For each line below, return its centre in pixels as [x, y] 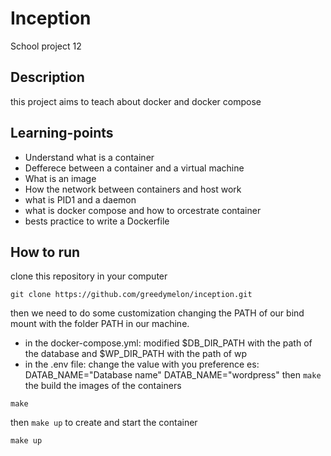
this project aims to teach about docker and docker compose [136, 101]
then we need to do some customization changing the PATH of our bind [157, 313]
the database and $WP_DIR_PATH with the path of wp [135, 354]
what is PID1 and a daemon [80, 199]
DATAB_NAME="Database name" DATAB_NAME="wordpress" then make [173, 375]
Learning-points [62, 133]
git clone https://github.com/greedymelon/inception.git [131, 295]
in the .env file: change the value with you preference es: [142, 364]
